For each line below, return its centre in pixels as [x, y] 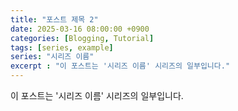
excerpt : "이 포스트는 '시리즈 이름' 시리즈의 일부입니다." [120, 66]
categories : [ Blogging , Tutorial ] [82, 38]
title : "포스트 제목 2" [54, 19]
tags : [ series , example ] [62, 47]
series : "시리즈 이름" [52, 57]
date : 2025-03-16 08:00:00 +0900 [80, 29]
